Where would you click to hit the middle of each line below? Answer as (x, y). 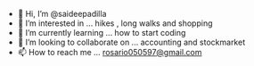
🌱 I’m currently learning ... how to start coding (102, 33)
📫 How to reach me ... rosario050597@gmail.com (110, 52)
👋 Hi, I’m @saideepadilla (62, 14)
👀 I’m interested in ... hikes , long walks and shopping (115, 23)
